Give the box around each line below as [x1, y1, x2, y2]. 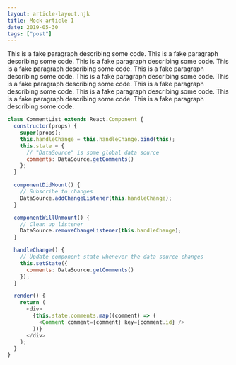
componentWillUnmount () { [13, 214, 90, 221]
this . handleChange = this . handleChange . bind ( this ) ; [20, 135, 175, 142]
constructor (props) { [13, 123, 78, 130]
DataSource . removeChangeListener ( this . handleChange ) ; [20, 228, 182, 235]
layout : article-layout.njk [7, 10, 90, 18]
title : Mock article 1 [7, 17, 74, 24]
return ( [20, 299, 46, 306]
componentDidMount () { [13, 181, 81, 189]
